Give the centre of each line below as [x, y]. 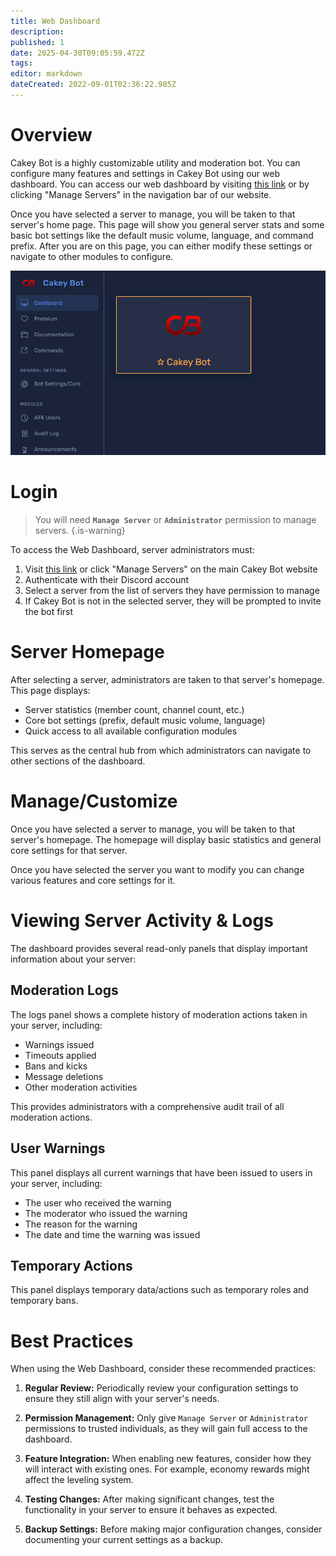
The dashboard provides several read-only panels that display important [159, 949]
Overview [51, 135]
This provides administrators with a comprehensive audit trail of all [147, 1106]
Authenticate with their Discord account [107, 580]
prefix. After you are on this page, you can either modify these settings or [161, 246]
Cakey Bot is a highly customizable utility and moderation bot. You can [155, 162]
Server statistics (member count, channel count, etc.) [134, 710]
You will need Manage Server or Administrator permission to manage [175, 520]
